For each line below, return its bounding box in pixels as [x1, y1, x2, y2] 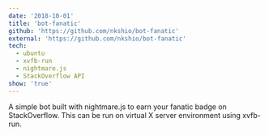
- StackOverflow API [15, 72, 85, 80]
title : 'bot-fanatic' [8, 19, 82, 27]
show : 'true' [8, 79, 53, 87]
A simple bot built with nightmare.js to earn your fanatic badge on [8, 102, 227, 112]
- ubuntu [15, 49, 45, 57]
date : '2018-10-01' [8, 11, 75, 20]
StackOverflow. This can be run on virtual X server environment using [8, 110, 241, 120]
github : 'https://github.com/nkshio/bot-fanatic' [8, 27, 180, 35]
